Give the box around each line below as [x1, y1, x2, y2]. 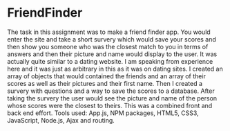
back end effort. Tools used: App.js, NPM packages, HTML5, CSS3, [7, 109, 199, 117]
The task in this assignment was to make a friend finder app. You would [7, 28, 211, 36]
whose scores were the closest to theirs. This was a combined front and [7, 101, 213, 110]
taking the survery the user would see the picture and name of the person [7, 94, 218, 102]
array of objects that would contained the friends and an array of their [7, 71, 206, 80]
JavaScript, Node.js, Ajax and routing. [7, 116, 115, 124]
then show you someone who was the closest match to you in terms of [7, 42, 209, 51]
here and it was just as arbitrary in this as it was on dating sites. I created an [7, 64, 223, 73]
